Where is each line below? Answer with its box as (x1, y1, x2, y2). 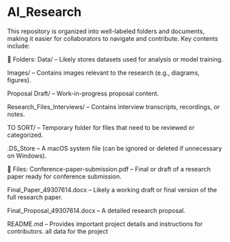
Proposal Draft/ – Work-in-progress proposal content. (7, 89, 160, 97)
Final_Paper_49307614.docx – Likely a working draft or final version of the (7, 185, 218, 194)
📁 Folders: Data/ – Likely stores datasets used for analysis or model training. (7, 55, 223, 63)
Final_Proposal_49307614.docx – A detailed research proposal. (7, 206, 186, 214)
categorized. (7, 131, 44, 139)
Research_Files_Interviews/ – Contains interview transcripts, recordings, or (7, 102, 220, 111)
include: (7, 41, 30, 50)
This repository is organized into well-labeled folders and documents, (7, 27, 205, 35)
